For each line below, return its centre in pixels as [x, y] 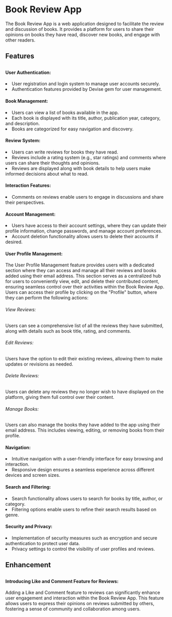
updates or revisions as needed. [39, 364]
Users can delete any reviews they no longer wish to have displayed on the [85, 392]
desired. [14, 242]
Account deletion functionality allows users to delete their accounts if [85, 237]
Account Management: [30, 214]
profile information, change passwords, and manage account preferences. [84, 231]
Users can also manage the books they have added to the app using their [83, 425]
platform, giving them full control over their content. [60, 397]
